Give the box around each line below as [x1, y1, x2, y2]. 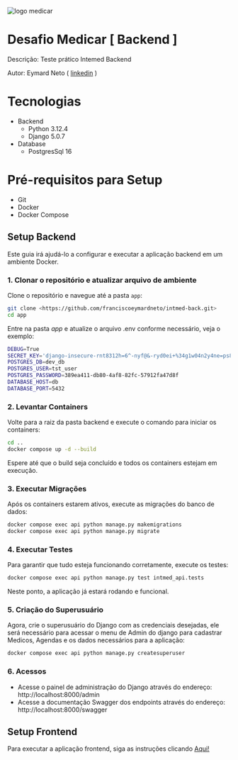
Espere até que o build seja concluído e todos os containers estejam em [7, 458, 217, 467]
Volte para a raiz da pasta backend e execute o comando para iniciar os [7, 418, 217, 427]
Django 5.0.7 [28, 132, 65, 140]
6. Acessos [7, 666, 47, 676]
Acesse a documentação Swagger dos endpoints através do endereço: [17, 698, 225, 706]
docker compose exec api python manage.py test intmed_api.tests [7, 574, 204, 581]
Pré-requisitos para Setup [7, 172, 163, 188]
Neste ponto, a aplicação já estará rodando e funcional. [7, 587, 169, 596]
